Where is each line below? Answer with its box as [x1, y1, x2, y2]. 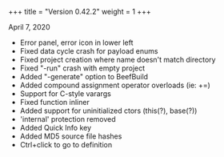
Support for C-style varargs [19, 89, 112, 99]
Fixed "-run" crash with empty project [19, 63, 146, 73]
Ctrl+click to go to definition [19, 140, 113, 149]
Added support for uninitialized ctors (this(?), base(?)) [19, 106, 198, 115]
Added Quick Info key [19, 123, 92, 132]
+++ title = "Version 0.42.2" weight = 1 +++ [8, 7, 152, 16]
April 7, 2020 [8, 22, 50, 31]
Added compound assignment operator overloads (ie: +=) [19, 80, 210, 90]
